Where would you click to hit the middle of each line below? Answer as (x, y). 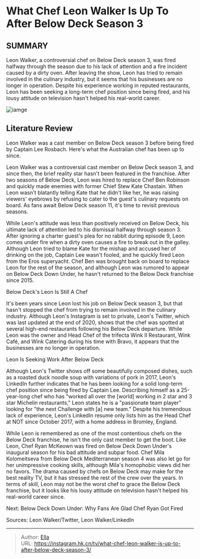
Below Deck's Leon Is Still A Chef (47, 291)
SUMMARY (27, 46)
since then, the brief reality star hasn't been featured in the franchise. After (98, 173)
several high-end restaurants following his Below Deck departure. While (94, 328)
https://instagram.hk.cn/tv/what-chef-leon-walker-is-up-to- (107, 543)
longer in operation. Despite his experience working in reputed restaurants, (98, 85)
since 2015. (20, 280)
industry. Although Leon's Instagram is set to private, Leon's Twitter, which (98, 316)
